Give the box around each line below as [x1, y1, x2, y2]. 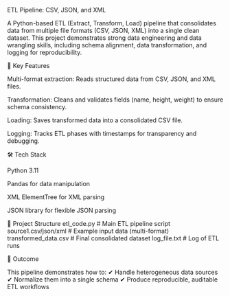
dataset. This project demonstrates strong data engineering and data [7, 34, 203, 42]
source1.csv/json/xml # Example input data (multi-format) [7, 227, 170, 235]
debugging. [7, 137, 40, 145]
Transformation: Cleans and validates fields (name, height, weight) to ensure [7, 95, 224, 104]
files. [7, 82, 21, 90]
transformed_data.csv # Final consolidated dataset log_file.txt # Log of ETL [7, 234, 220, 242]
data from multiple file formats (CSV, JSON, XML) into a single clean [7, 27, 200, 34]
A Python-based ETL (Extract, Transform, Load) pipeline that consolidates [7, 19, 216, 27]
